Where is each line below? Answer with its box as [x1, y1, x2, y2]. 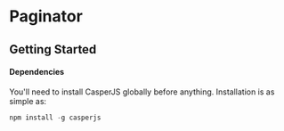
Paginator [9, 6, 83, 27]
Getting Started [9, 42, 97, 57]
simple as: [9, 95, 47, 106]
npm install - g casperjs [9, 113, 101, 122]
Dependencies [9, 67, 65, 78]
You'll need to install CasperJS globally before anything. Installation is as [9, 86, 275, 97]
